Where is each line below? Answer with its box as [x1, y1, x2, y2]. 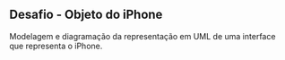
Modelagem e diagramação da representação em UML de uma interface [9, 30, 276, 41]
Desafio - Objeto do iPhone [9, 7, 163, 22]
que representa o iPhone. [9, 40, 103, 51]
